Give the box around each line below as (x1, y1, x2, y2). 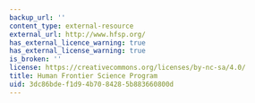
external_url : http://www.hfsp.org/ (9, 30, 146, 39)
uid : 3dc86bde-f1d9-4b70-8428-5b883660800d (9, 80, 174, 89)
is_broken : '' (9, 55, 63, 64)
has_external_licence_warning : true (9, 38, 146, 47)
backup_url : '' (9, 13, 66, 22)
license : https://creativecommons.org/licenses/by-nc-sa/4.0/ (9, 64, 246, 73)
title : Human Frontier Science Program (9, 72, 158, 81)
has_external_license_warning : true (9, 47, 146, 56)
